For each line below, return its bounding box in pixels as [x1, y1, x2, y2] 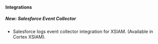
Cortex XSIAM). [12, 33, 46, 40]
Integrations [5, 4, 32, 10]
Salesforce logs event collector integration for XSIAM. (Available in [12, 28, 153, 34]
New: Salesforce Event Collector [5, 16, 76, 22]
